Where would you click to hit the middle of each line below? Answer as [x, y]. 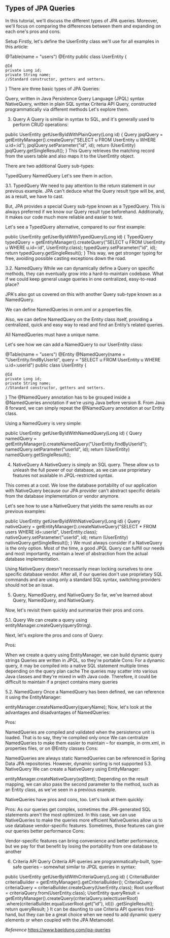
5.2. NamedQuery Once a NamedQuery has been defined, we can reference [85, 691]
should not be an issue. [30, 585]
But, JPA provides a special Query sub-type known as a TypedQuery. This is [85, 206]
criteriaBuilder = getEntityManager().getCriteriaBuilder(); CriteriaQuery [79, 882]
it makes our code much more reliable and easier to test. [64, 217]
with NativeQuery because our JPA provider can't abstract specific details [83, 491]
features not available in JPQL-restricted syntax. [63, 475]
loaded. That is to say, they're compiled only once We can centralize [77, 737]
